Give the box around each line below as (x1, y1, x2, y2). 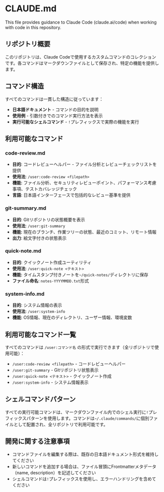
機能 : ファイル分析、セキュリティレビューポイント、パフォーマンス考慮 (12, 180, 157, 186)
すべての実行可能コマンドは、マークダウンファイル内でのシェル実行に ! (5, 409, 149, 415)
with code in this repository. (5, 24, 61, 30)
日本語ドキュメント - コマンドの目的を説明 (12, 106, 99, 112)
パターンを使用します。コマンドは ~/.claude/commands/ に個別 (26, 415, 150, 421)
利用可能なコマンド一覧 (5, 330, 76, 338)
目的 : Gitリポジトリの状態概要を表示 (12, 216, 85, 222)
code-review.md (5, 150, 46, 156)
